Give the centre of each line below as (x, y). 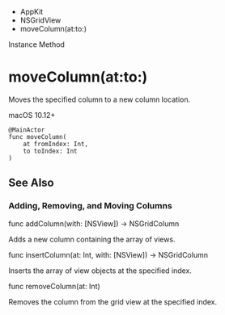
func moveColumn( (38, 136)
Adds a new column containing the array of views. (92, 239)
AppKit (32, 12)
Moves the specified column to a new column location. (100, 99)
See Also (31, 183)
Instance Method (36, 44)
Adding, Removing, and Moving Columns (90, 206)
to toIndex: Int (51, 151)
